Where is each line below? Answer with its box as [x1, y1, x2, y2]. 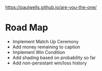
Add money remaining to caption [12, 44, 80, 50]
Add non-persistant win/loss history [12, 60, 87, 66]
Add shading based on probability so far [12, 54, 96, 60]
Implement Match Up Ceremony [12, 38, 79, 44]
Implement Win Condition [12, 49, 65, 55]
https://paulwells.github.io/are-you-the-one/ [5, 5, 97, 10]
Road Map [5, 22, 49, 33]
